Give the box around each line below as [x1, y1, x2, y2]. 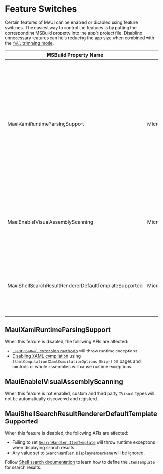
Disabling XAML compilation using [12, 353, 81, 359]
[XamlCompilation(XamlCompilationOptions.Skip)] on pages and [12, 358, 141, 364]
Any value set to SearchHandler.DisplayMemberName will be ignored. [12, 450, 145, 456]
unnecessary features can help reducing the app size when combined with [5, 35, 154, 41]
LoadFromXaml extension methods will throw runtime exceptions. [12, 348, 139, 353]
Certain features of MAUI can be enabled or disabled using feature [5, 19, 138, 25]
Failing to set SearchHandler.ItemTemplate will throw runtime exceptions [12, 439, 155, 445]
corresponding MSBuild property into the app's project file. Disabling [5, 30, 143, 35]
